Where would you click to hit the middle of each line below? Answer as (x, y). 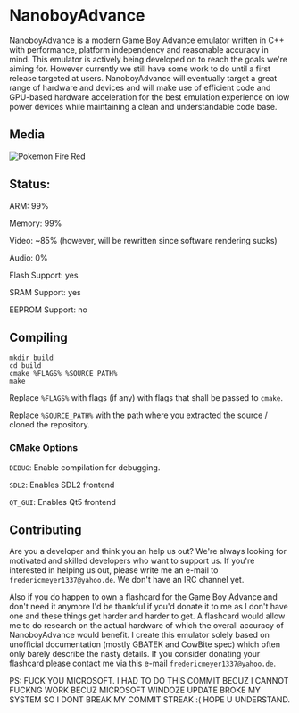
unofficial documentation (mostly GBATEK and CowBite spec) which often (145, 644)
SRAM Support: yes (46, 292)
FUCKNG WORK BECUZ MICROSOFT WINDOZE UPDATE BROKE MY (135, 690)
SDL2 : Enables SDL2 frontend (62, 485)
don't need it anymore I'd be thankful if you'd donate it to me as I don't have (149, 607)
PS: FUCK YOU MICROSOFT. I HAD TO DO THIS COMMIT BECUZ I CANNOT (149, 681)
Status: (30, 184)
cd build (25, 366)
